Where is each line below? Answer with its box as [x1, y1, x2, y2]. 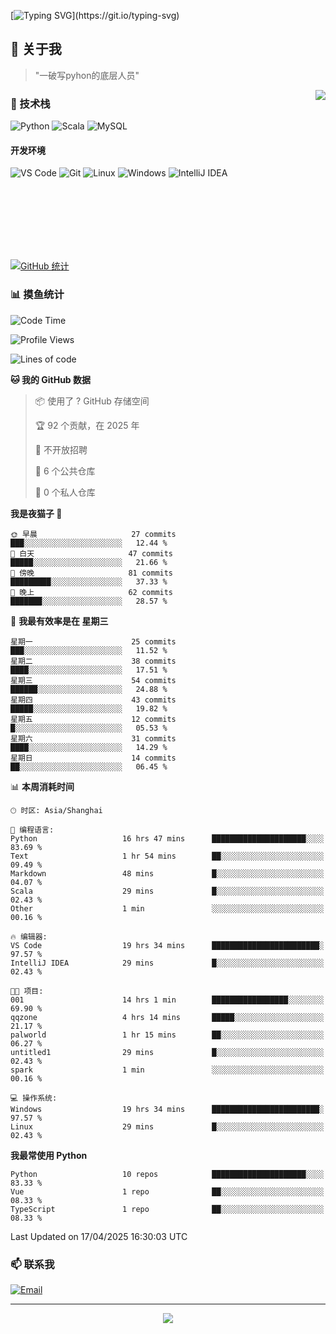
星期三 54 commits [10, 675, 177, 685]
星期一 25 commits [10, 636, 177, 647]
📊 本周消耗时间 [10, 780, 75, 792]
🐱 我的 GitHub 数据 [10, 373, 92, 385]
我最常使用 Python [10, 1149, 88, 1161]
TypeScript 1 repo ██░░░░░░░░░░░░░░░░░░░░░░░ [10, 1204, 325, 1214]
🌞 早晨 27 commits [10, 529, 177, 539]
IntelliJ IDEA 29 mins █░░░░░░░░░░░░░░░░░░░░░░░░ [10, 958, 325, 968]
